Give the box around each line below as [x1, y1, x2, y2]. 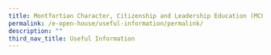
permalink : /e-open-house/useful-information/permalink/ [8, 19, 204, 27]
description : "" [8, 27, 63, 35]
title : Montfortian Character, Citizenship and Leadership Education [8, 11, 248, 20]
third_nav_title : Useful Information [8, 34, 135, 43]
